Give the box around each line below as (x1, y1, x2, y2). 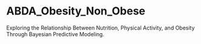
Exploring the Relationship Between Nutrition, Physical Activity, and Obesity (6, 24, 195, 31)
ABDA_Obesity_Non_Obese (6, 4, 145, 18)
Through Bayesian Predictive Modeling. (6, 30, 105, 37)
